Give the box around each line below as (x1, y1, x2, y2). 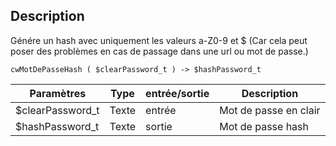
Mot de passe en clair (219, 103, 321, 117)
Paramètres (29, 86, 87, 100)
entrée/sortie (145, 86, 210, 100)
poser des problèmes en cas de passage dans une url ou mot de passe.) (10, 45, 309, 57)
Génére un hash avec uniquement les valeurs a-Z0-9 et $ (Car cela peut (10, 34, 308, 46)
